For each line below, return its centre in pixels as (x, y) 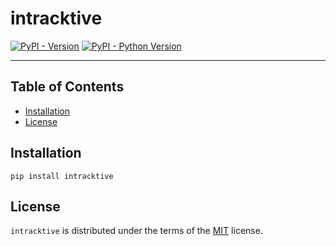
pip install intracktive (62, 176)
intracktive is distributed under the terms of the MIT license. (136, 231)
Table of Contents (67, 87)
